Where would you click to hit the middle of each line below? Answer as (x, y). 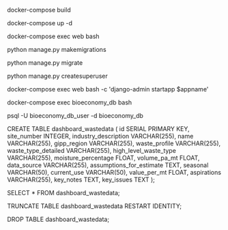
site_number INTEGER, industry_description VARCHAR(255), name (100, 136)
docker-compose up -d (40, 23)
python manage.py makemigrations (57, 49)
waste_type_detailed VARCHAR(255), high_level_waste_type (91, 150)
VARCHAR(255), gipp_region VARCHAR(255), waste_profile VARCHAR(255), (114, 143)
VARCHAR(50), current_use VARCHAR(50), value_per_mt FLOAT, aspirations (114, 172)
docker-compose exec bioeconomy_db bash (70, 102)
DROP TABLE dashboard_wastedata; (58, 219)
